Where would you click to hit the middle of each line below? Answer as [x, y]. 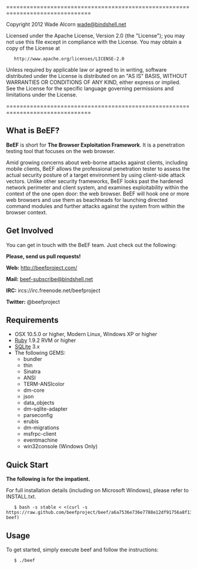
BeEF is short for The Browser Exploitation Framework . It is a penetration [96, 145]
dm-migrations [41, 428]
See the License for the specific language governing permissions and [90, 88]
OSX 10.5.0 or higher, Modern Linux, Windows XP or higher [86, 334]
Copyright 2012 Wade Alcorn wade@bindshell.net [66, 24]
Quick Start [27, 465]
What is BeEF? [33, 131]
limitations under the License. [42, 95]
